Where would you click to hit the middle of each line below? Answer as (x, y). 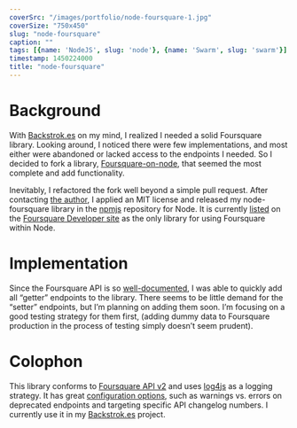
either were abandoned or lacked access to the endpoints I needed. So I (141, 154)
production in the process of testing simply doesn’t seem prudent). (131, 325)
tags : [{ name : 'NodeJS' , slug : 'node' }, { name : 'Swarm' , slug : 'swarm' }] (148, 51)
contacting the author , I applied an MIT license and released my (125, 199)
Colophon (46, 361)
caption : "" (31, 42)
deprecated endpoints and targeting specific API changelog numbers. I (139, 405)
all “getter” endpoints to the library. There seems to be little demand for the (146, 297)
